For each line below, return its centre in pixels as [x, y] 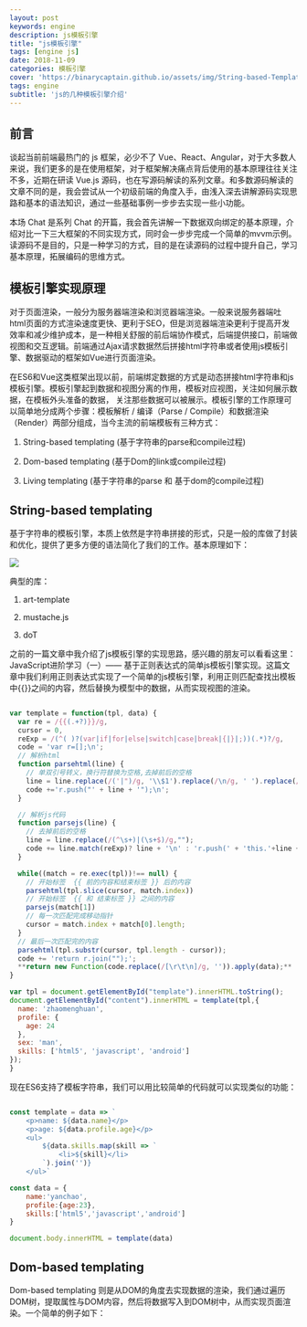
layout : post [34, 18]
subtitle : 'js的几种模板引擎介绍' [69, 94]
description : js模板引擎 [54, 35]
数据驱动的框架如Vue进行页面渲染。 [93, 358]
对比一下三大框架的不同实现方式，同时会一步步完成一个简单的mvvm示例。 [157, 234]
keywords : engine [42, 26]
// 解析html [39, 756]
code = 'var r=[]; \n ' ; [61, 747]
